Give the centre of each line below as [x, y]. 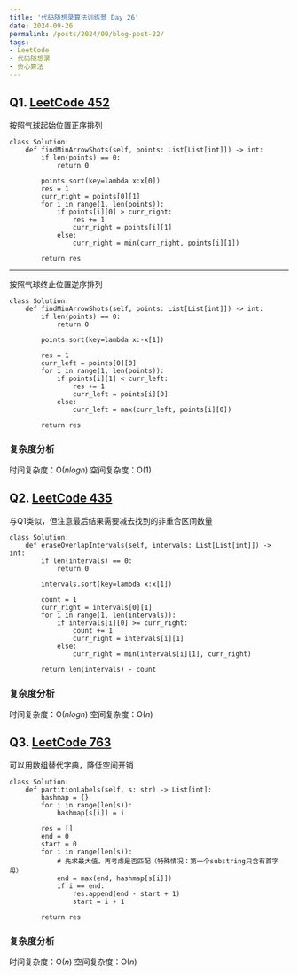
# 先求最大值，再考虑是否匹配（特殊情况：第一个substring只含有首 [164, 861]
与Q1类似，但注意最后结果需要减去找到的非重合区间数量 [111, 520]
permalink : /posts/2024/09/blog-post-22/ [87, 34]
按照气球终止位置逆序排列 [56, 284]
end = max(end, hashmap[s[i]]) [114, 878]
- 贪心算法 [27, 67]
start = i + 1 [98, 901]
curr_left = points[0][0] [89, 363]
